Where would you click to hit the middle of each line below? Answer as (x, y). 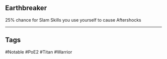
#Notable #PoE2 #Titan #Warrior (39, 52)
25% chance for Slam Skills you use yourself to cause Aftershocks (73, 20)
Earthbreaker (26, 8)
